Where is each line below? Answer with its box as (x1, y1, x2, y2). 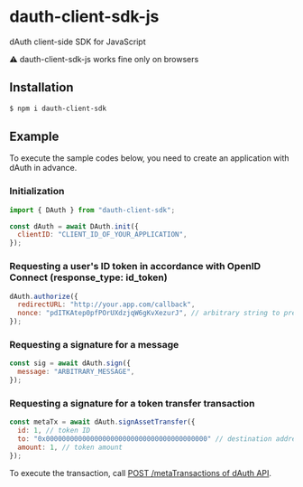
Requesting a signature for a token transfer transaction (9, 397, 255, 409)
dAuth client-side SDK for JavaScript (9, 36, 146, 47)
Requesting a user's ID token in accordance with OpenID (9, 260, 262, 273)
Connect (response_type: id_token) (9, 271, 169, 284)
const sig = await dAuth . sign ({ (9, 359, 131, 368)
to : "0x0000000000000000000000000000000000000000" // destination (17, 435, 272, 444)
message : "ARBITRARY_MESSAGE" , (17, 368, 135, 377)
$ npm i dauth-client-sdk (9, 104, 106, 113)
